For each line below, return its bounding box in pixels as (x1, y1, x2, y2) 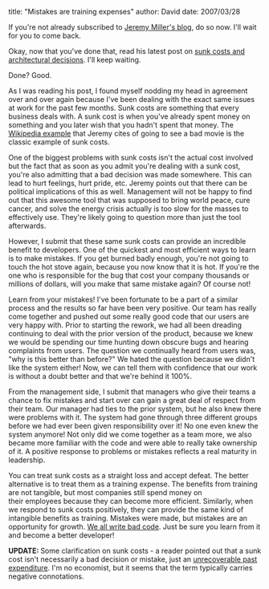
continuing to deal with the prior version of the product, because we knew (8, 329, 254, 338)
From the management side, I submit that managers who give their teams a (8, 387, 256, 396)
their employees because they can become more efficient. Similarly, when (8, 497, 254, 506)
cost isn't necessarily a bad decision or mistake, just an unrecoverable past (8, 554, 258, 564)
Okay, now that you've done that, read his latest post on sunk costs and (8, 47, 245, 55)
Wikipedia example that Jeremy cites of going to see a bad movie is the (8, 128, 245, 138)
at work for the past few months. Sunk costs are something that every (8, 104, 239, 112)
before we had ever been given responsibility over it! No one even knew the (8, 421, 259, 430)
